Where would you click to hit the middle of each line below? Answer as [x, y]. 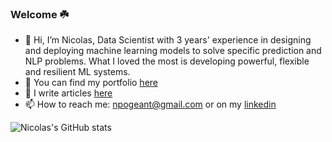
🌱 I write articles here [68, 93]
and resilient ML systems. [77, 72]
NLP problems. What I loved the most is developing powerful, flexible [167, 61]
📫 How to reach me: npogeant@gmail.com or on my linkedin [150, 104]
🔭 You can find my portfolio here [91, 83]
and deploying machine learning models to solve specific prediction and [173, 51]
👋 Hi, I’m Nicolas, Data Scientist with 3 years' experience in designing [168, 40]
